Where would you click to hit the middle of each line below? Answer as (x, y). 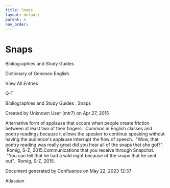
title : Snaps (19, 10)
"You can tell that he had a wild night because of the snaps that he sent (81, 156)
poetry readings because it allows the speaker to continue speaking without (85, 134)
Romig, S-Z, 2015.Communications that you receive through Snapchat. (80, 150)
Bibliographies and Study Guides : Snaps (48, 103)
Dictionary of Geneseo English (37, 74)
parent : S (16, 19)
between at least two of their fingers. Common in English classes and (79, 129)
